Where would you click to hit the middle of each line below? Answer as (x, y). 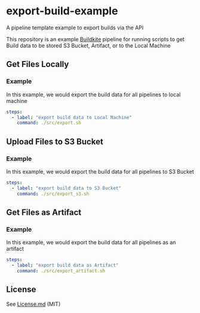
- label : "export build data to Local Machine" (72, 117)
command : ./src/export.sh (49, 123)
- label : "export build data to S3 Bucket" (66, 188)
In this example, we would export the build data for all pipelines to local (93, 95)
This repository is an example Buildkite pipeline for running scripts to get (96, 39)
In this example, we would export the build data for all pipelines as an (91, 242)
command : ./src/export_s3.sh (53, 194)
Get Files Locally (38, 64)
